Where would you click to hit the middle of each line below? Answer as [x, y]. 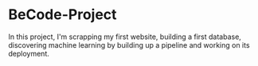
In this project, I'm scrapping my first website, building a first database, [125, 37]
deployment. [29, 53]
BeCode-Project [63, 15]
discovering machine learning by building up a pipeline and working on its [129, 45]
